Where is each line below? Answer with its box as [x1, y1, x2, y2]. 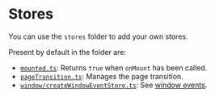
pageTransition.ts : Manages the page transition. [19, 71, 183, 81]
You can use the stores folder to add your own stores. [8, 32, 188, 41]
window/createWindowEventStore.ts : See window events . [19, 80, 208, 90]
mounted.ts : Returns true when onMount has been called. [19, 62, 208, 73]
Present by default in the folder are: [8, 47, 127, 57]
